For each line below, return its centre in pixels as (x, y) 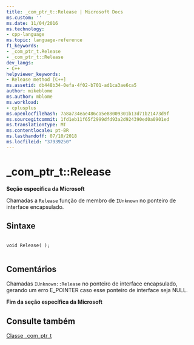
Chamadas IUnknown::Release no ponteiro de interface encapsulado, (92, 284)
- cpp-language (25, 35)
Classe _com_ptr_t (29, 336)
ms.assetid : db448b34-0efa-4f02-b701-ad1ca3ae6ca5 (72, 86)
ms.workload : (23, 102)
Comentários (32, 269)
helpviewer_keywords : (34, 74)
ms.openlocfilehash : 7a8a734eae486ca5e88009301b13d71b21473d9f (88, 114)
